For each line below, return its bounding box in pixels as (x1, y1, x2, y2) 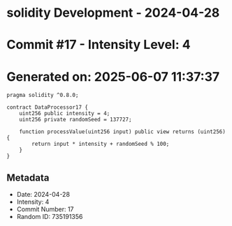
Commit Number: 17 (16, 205, 74, 213)
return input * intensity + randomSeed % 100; (31, 141, 170, 148)
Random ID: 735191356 (16, 213, 83, 221)
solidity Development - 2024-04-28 (6, 5, 220, 21)
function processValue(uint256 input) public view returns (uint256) (19, 128, 226, 135)
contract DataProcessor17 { (6, 104, 89, 111)
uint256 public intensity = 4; (19, 110, 110, 117)
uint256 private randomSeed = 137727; (19, 116, 132, 123)
